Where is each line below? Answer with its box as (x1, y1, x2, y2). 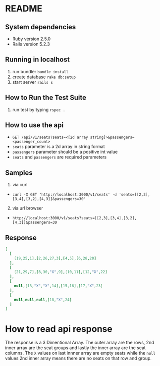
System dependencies (5, 23, 76, 31)
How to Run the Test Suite (5, 94, 87, 102)
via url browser (12, 205, 43, 211)
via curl (12, 182, 28, 188)
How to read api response (5, 323, 112, 334)
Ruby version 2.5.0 (12, 36, 51, 42)
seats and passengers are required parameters (12, 154, 107, 160)
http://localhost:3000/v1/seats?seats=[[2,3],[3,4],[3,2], (12, 216, 137, 221)
